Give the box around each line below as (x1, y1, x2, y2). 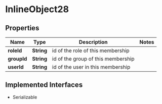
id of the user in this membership (52, 64, 131, 70)
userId (8, 64, 24, 70)
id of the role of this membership (52, 47, 130, 54)
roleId (8, 47, 22, 54)
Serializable (12, 94, 37, 100)
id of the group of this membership (52, 56, 135, 62)
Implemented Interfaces (5, 81, 83, 89)
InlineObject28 (5, 4, 69, 15)
